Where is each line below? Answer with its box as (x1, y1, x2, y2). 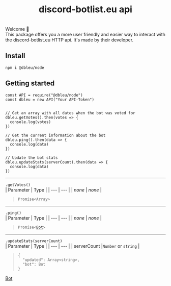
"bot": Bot (22, 261, 46, 267)
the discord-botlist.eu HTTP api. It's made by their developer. (5, 37, 134, 43)
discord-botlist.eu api (39, 4, 132, 15)
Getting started (5, 79, 55, 88)
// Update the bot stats (5, 155, 58, 160)
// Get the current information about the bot (5, 133, 106, 138)
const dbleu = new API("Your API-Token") (5, 97, 95, 102)
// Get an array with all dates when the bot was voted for (5, 110, 136, 115)
